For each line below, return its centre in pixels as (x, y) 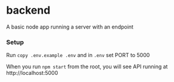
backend (28, 10)
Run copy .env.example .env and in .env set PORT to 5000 (78, 55)
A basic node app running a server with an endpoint (70, 27)
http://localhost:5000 (32, 73)
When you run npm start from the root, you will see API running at (87, 67)
